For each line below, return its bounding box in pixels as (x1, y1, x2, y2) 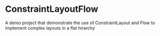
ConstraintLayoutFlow (5, 3, 99, 15)
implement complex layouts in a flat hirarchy (5, 25, 95, 31)
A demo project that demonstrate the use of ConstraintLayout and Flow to (5, 20, 156, 26)
